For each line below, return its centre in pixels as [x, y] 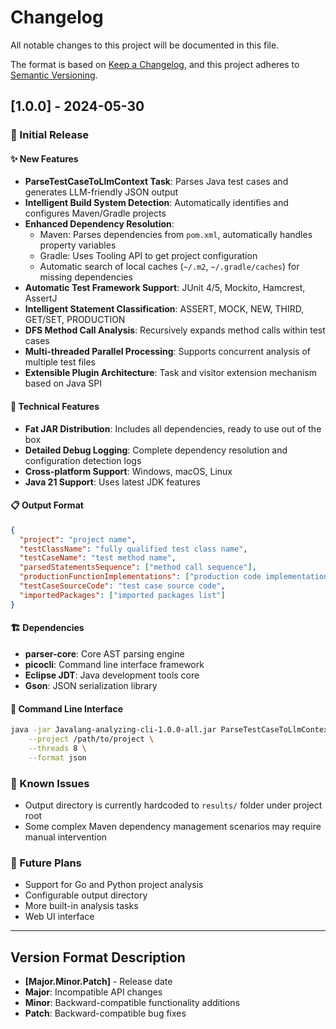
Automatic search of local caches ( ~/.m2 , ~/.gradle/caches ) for [169, 267]
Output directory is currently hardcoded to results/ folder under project [173, 805]
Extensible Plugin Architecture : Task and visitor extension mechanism [170, 373]
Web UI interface [59, 917]
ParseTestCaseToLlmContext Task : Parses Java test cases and [156, 182]
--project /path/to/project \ [91, 739]
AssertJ [41, 298]
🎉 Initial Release [50, 135]
